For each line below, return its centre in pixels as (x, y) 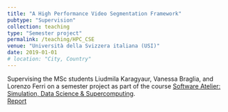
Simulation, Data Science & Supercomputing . (71, 93)
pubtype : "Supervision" (42, 20)
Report (17, 101)
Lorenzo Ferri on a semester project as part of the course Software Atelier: (114, 86)
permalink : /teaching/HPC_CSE (51, 40)
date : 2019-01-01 (32, 53)
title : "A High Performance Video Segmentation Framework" (95, 14)
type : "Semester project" (44, 33)
